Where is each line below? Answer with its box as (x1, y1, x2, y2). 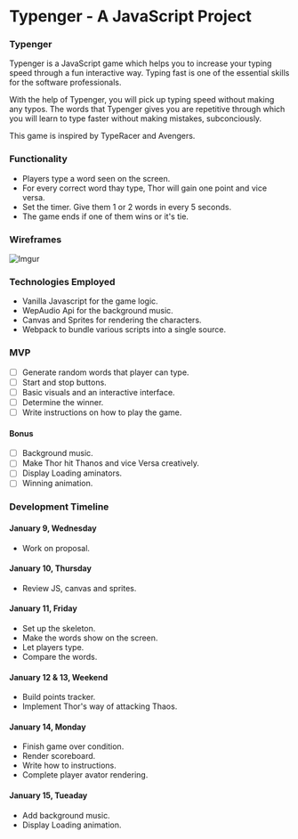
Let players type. (21, 641, 85, 652)
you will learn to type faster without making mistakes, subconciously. (9, 113, 262, 124)
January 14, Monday (9, 721, 86, 732)
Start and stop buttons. (21, 377, 107, 387)
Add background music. (21, 810, 110, 820)
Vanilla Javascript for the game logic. (21, 296, 158, 306)
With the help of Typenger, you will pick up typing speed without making (9, 94, 275, 105)
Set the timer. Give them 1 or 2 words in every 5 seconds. (21, 201, 232, 212)
